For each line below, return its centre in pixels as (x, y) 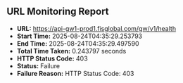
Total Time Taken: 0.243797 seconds (71, 51)
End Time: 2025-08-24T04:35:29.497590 (78, 43)
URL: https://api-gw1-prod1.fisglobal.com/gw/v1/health (96, 28)
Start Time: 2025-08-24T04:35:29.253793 (80, 36)
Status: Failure (38, 65)
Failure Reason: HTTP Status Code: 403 (75, 73)
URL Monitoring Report (58, 12)
